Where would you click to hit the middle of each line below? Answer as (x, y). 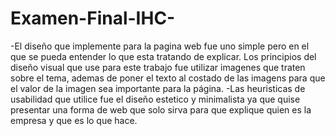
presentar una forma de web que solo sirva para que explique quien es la (161, 109)
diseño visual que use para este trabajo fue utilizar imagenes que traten (158, 67)
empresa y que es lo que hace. (74, 120)
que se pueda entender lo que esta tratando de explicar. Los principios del (163, 56)
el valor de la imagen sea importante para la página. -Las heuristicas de (158, 88)
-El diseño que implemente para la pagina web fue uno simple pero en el (160, 46)
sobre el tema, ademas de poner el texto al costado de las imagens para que (168, 78)
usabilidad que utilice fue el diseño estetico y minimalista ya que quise (155, 99)
